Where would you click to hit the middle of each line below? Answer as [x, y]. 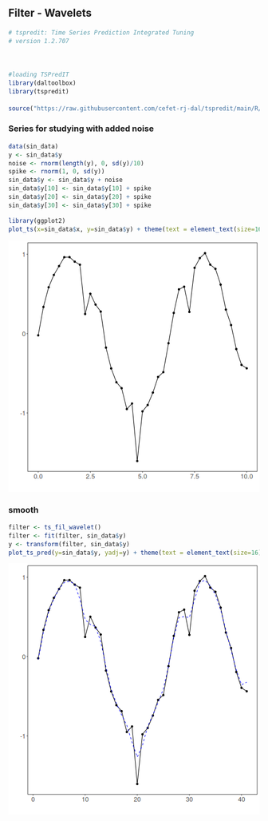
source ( [21, 108]
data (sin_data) [33, 146]
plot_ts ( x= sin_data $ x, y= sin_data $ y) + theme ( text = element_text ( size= [132, 229]
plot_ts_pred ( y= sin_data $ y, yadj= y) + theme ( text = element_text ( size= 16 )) [137, 553]
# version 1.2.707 [39, 41]
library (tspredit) [39, 91]
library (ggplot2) [37, 220]
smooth [24, 510]
